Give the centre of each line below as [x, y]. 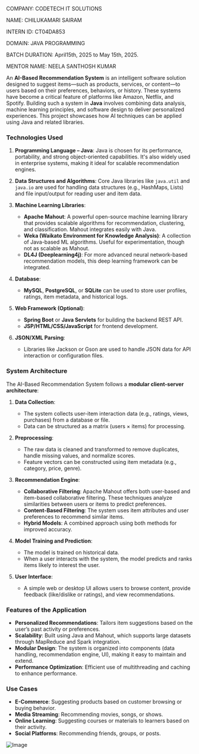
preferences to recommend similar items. [74, 516]
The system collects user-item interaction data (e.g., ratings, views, [106, 413]
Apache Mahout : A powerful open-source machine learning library [106, 217]
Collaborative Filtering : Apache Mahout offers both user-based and [107, 491]
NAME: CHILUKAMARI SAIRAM [44, 20]
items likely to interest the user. [62, 565]
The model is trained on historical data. [72, 552]
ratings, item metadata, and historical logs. [76, 297]
